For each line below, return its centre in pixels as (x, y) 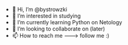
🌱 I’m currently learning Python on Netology (67, 22)
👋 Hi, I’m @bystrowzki (40, 9)
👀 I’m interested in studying (46, 16)
